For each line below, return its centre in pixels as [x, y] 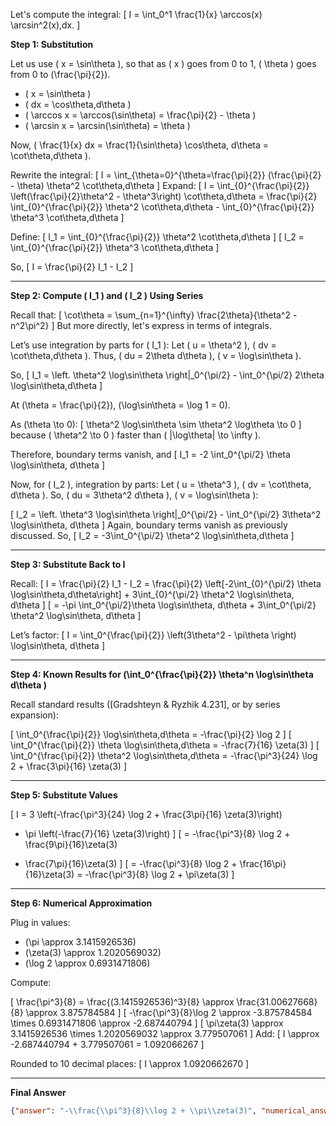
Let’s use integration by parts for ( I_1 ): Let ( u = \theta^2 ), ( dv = [143, 345]
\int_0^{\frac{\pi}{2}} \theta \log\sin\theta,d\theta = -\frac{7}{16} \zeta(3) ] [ [165, 745]
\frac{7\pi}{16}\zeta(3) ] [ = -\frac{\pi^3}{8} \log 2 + [131, 863]
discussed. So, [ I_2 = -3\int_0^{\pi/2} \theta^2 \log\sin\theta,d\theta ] [152, 535]
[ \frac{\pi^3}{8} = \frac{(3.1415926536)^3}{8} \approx [122, 1002]
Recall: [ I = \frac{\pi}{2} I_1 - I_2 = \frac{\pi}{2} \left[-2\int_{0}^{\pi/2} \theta [166, 583]
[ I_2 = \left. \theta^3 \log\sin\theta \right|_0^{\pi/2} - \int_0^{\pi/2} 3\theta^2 [166, 514]
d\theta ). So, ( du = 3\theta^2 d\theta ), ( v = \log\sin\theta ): [134, 495]
